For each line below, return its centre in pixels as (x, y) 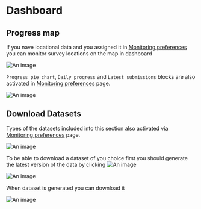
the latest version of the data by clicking (56, 164)
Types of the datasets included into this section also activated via (87, 128)
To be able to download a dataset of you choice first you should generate (97, 158)
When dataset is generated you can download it (66, 188)
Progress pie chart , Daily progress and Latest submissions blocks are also (101, 77)
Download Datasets (44, 114)
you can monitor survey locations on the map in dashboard (79, 54)
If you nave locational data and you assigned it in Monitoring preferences (97, 47)
